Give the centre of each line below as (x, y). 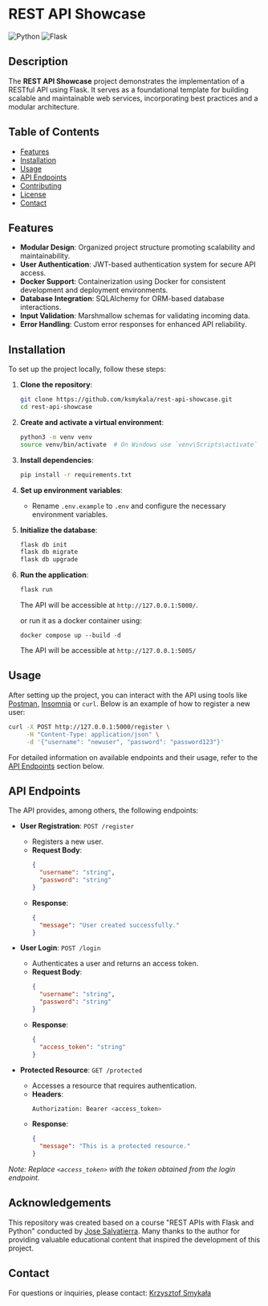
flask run (37, 590)
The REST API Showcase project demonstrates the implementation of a (126, 81)
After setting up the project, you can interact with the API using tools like (128, 695)
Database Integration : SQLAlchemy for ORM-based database (122, 299)
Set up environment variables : (71, 490)
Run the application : (54, 575)
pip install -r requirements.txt (76, 475)
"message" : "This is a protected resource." (115, 1147)
